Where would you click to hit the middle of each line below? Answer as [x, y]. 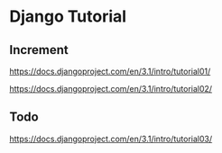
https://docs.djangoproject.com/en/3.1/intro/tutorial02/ [111, 89]
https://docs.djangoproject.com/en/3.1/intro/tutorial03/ [111, 139]
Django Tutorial [68, 17]
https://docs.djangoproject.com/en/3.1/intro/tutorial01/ [110, 71]
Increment [39, 50]
